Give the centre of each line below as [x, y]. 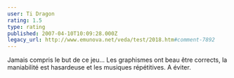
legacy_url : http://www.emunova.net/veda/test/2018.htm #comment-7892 [111, 40]
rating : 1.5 [25, 20]
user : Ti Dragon [31, 14]
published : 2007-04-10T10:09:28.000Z [63, 33]
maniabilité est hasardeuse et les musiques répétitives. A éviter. [99, 67]
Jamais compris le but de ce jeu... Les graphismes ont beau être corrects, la [117, 60]
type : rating [26, 27]
